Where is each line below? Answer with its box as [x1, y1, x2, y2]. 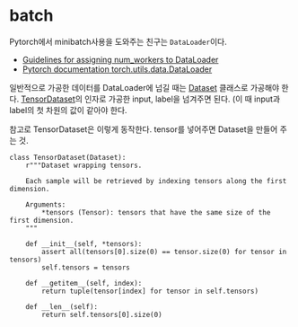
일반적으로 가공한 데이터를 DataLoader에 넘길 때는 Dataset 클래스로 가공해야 [9, 82, 280, 93]
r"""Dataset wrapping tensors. [25, 161, 143, 170]
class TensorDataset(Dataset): [9, 153, 127, 162]
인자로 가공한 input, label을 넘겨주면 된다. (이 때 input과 [83, 93, 281, 104]
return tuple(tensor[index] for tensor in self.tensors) [41, 287, 259, 296]
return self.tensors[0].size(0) [41, 310, 163, 319]
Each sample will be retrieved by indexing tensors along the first [25, 176, 287, 185]
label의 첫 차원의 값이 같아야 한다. [9, 104, 127, 115]
